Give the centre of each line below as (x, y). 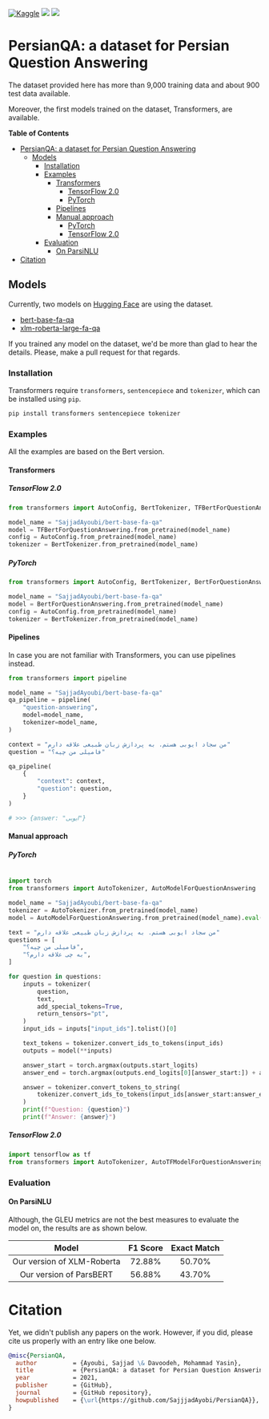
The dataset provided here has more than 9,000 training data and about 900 (134, 85)
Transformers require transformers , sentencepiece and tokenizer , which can (134, 391)
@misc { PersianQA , (37, 1356)
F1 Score (146, 1247)
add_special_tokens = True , (80, 1007)
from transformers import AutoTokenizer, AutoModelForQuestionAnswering (132, 889)
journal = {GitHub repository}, (84, 1393)
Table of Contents (39, 133)
